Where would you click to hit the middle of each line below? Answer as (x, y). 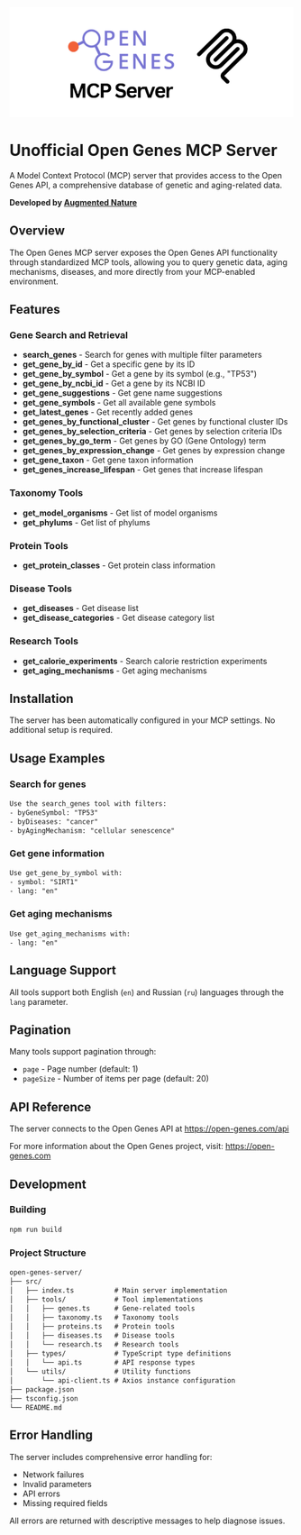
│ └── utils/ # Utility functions (100, 1372)
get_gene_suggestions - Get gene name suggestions (122, 393)
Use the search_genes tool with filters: (88, 804)
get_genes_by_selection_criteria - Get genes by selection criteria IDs (152, 432)
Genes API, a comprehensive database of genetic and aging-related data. (146, 185)
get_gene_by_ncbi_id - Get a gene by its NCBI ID (114, 384)
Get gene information (57, 854)
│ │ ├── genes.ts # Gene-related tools (102, 1309)
